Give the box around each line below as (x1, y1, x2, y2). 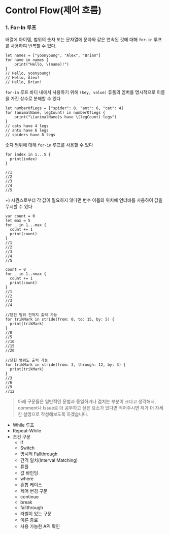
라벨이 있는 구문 (20, 511, 52, 517)
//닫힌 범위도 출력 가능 (5, 358, 48, 363)
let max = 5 (5, 218, 30, 224)
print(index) (10, 156, 38, 162)
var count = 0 (5, 214, 36, 219)
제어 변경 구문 (20, 488, 48, 494)
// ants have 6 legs (5, 128, 49, 133)
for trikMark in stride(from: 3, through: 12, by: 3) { (5, 362, 126, 367)
